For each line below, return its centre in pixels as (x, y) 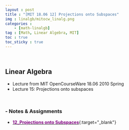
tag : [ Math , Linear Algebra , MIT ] (42, 33)
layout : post (20, 10)
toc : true (16, 38)
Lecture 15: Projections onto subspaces (53, 89)
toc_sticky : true (24, 42)
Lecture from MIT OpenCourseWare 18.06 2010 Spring (68, 84)
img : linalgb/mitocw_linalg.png (40, 19)
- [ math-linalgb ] (32, 28)
